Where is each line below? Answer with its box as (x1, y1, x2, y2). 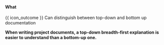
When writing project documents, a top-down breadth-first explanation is (5, 29, 159, 35)
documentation (5, 20, 36, 26)
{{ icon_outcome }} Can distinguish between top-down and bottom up (5, 15, 147, 21)
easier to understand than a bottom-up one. (5, 35, 97, 41)
